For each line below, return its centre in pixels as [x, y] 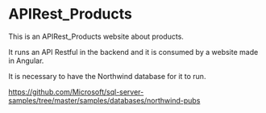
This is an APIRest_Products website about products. [96, 36]
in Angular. [26, 61]
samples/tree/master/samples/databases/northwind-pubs [104, 100]
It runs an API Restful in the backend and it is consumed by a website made [133, 52]
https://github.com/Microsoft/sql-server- [76, 92]
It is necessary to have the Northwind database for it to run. [107, 76]
